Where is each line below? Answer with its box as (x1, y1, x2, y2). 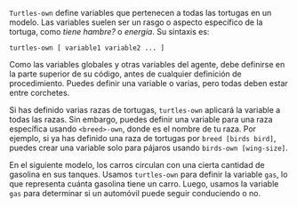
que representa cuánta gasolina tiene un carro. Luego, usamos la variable (9, 179, 279, 189)
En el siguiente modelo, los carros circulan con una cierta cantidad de (9, 160, 265, 170)
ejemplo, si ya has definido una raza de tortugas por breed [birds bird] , (9, 133, 277, 143)
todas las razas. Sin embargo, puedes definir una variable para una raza (9, 115, 273, 124)
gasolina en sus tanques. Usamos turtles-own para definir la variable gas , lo (9, 169, 288, 179)
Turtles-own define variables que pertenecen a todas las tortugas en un (9, 8, 272, 18)
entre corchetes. (9, 88, 70, 98)
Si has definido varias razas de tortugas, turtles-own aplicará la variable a (9, 105, 281, 115)
